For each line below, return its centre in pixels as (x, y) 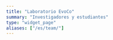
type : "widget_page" (31, 22)
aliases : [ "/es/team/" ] (35, 28)
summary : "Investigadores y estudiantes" (57, 17)
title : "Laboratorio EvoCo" (40, 11)
